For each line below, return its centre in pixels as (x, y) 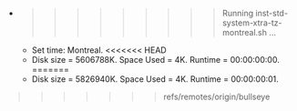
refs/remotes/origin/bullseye (217, 96)
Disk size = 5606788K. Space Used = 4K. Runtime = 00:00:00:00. (155, 60)
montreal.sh (244, 32)
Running (238, 13)
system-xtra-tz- (252, 23)
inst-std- (271, 13)
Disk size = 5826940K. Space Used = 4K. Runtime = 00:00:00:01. (155, 79)
